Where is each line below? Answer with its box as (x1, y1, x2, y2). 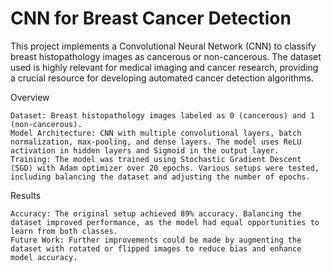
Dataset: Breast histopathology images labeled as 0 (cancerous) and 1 (10, 110, 315, 121)
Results (10, 189, 42, 201)
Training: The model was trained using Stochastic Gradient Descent (10, 154, 302, 164)
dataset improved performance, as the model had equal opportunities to (10, 217, 320, 227)
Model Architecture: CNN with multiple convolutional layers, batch (10, 128, 302, 138)
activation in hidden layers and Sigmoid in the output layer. (10, 145, 280, 156)
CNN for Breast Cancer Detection (10, 7, 292, 30)
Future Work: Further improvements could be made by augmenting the (10, 235, 302, 245)
